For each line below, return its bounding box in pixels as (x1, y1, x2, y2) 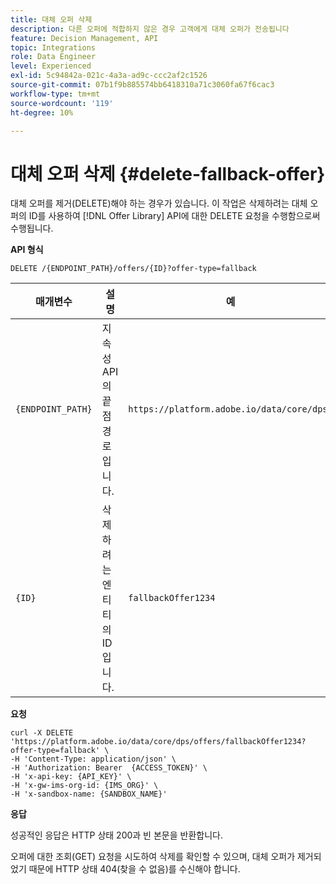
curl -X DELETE (10, 728, 74, 738)
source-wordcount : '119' (10, 98, 114, 108)
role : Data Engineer (10, 52, 97, 62)
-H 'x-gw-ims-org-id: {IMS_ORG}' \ (10, 781, 159, 791)
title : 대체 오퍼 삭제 (10, 14, 93, 25)
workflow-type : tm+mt (10, 89, 101, 99)
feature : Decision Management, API (10, 33, 159, 43)
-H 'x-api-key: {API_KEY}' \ (10, 772, 132, 782)
